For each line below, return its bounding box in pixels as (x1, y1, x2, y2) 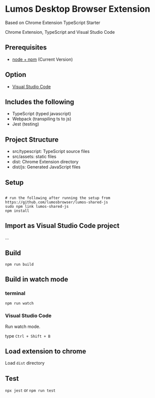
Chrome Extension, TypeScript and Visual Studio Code (5, 29, 115, 35)
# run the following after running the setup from (5, 196, 111, 200)
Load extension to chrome (5, 347, 87, 355)
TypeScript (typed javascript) (12, 111, 71, 117)
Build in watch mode (5, 275, 68, 284)
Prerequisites (5, 43, 47, 52)
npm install (5, 208, 29, 213)
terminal (5, 290, 25, 297)
